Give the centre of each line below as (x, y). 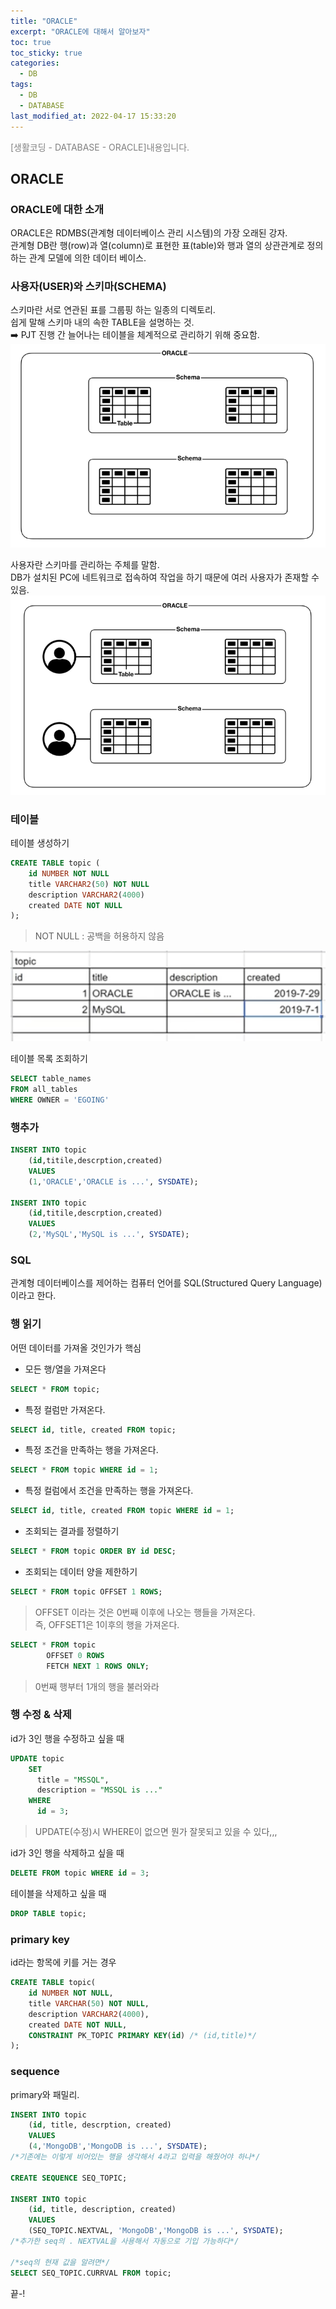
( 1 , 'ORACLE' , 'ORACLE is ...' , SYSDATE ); (113, 1181)
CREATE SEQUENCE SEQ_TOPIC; (69, 2178)
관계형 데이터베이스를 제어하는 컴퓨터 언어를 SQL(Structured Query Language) (166, 1283)
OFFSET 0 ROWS (75, 1655)
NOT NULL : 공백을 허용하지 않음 (99, 936)
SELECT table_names (51, 1079)
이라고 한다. (33, 1296)
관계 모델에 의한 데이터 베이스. (87, 258)
